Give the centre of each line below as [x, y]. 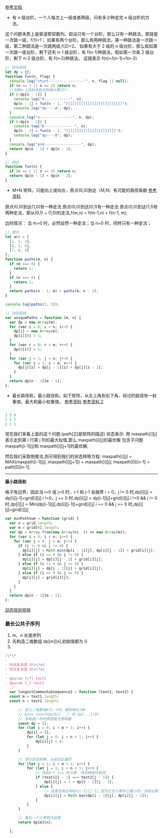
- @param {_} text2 [25, 683]
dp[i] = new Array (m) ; [37, 331]
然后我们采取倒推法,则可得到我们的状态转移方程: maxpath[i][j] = [69, 456]
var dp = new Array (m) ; [33, 322]
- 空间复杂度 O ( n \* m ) [25, 669]
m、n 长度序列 [26, 635]
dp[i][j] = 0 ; [50, 742]
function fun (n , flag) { [30, 76]
